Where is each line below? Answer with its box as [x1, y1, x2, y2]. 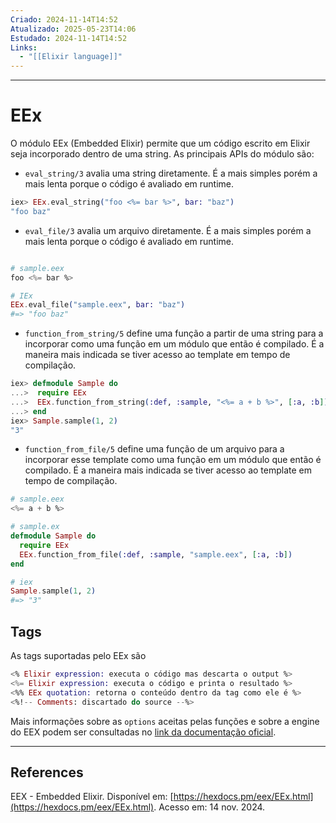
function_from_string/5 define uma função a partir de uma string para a [24, 327, 324, 340]
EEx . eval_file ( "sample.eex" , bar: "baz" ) [10, 300, 186, 310]
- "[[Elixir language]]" [19, 52, 123, 62]
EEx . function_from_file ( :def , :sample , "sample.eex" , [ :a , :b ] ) [19, 549, 293, 560]
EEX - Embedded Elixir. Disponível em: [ [10, 791, 174, 803]
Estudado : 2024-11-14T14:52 [10, 33, 128, 43]
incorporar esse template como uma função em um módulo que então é [24, 454, 322, 466]
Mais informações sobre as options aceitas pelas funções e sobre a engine [10, 715, 320, 727]
